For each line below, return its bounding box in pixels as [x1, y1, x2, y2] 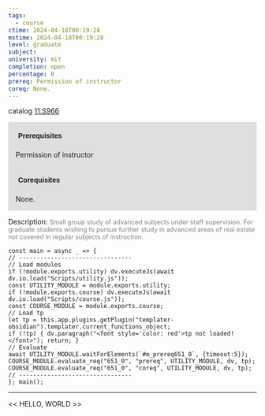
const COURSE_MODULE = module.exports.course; [8, 303, 164, 310]
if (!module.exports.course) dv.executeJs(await [8, 288, 171, 296]
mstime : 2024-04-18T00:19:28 [8, 33, 104, 42]
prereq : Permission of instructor [8, 77, 122, 85]
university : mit [8, 56, 62, 64]
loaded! [209, 330, 235, 338]
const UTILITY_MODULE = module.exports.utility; [8, 281, 171, 290]
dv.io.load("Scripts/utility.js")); [8, 275, 129, 283]
